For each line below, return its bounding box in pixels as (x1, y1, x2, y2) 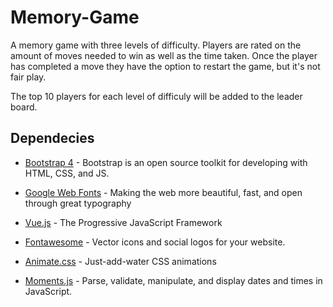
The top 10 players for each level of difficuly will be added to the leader (10, 90, 303, 102)
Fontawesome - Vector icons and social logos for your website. (24, 236, 286, 248)
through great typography (24, 197, 132, 209)
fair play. (10, 71, 47, 83)
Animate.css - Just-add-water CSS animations (24, 255, 217, 267)
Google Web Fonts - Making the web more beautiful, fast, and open (24, 186, 303, 198)
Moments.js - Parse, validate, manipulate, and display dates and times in (24, 274, 323, 286)
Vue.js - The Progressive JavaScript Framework (24, 216, 223, 228)
